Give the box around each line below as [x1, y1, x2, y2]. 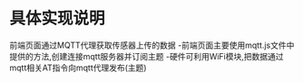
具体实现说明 [9, 8, 106, 29]
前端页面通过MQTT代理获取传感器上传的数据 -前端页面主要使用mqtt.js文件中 [9, 40, 295, 50]
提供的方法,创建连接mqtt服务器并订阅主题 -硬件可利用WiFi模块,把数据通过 [9, 50, 284, 61]
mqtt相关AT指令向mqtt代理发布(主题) [9, 62, 147, 73]
